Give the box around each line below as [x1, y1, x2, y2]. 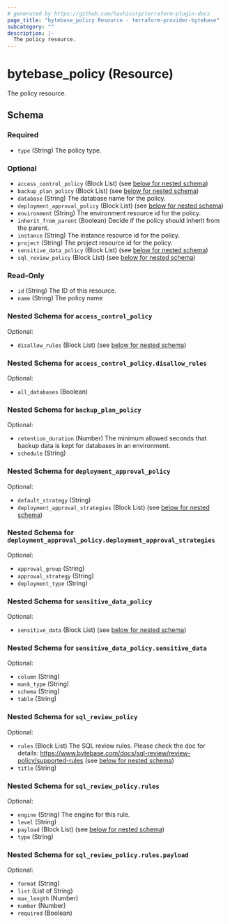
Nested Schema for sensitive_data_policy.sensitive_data [7, 643, 207, 653]
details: [17, 748, 39, 757]
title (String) [17, 764, 57, 772]
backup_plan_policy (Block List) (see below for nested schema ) [17, 187, 199, 195]
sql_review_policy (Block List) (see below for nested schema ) [17, 254, 197, 262]
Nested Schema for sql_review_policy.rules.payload [7, 849, 189, 859]
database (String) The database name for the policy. [17, 194, 166, 203]
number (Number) [17, 902, 66, 910]
